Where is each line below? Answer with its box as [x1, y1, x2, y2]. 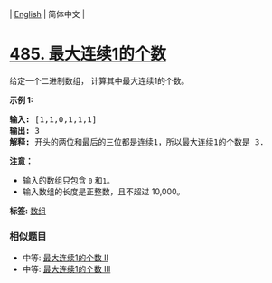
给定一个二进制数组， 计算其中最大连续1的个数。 [9, 75, 190, 86]
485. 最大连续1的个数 [9, 44, 167, 64]
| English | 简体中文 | [9, 9, 86, 19]
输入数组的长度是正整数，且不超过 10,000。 [22, 185, 185, 197]
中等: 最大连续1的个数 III [22, 264, 111, 275]
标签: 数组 [9, 205, 47, 216]
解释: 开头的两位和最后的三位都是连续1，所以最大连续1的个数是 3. [9, 137, 265, 147]
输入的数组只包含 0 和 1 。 [22, 175, 116, 185]
